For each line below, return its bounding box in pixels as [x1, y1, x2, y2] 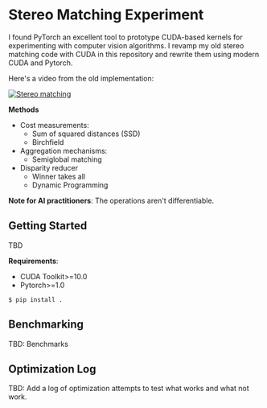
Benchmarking [8, 318, 84, 332]
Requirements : [8, 256, 59, 266]
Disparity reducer [19, 163, 79, 172]
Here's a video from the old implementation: [8, 73, 154, 83]
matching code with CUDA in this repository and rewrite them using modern [8, 49, 260, 59]
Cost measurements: [19, 120, 90, 130]
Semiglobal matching [31, 155, 102, 164]
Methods [8, 105, 39, 114]
